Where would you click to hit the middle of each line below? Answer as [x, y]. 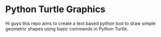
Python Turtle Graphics [55, 9]
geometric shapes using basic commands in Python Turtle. [67, 28]
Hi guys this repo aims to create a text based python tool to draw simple [80, 23]
